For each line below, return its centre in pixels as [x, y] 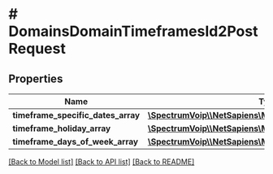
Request [37, 49]
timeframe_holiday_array [62, 128]
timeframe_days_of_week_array [76, 141]
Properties [36, 78]
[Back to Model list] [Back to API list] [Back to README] [102, 162]
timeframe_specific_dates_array [76, 115]
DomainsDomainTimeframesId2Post [133, 31]
